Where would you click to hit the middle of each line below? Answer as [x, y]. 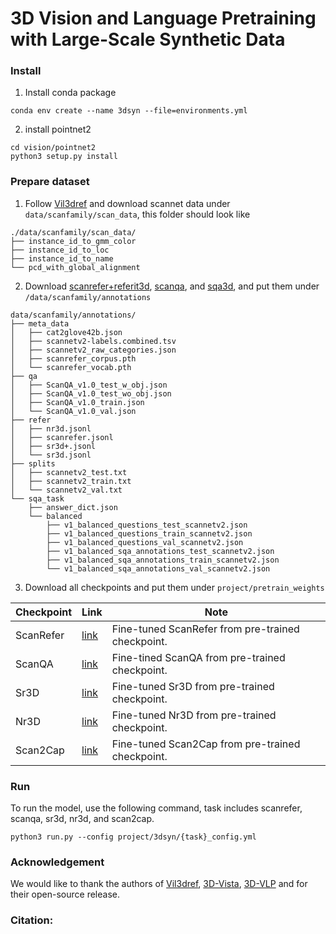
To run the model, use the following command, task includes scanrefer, [156, 808]
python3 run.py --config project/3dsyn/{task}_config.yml [133, 837]
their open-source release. [65, 894]
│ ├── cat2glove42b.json [66, 332]
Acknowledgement [57, 862]
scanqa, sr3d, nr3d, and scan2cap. [82, 819]
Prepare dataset [50, 182]
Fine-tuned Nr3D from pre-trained [194, 715]
